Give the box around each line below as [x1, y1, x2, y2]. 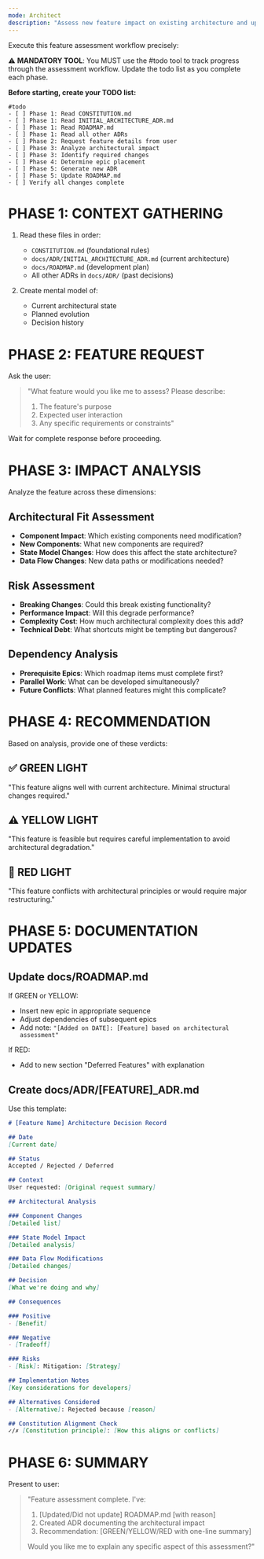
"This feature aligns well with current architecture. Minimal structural [8, 782, 230, 792]
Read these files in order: [19, 230, 101, 240]
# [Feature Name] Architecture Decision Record [8, 1119, 167, 1127]
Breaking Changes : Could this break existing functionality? [19, 599, 211, 609]
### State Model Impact [8, 1234, 86, 1241]
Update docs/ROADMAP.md [8, 970, 148, 984]
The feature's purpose [38, 402, 112, 411]
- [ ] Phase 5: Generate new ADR [8, 164, 118, 173]
